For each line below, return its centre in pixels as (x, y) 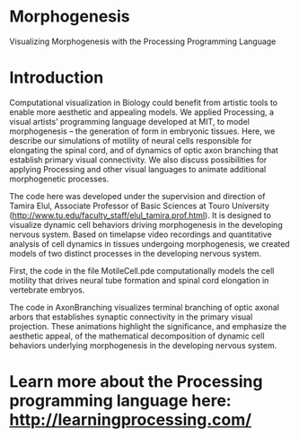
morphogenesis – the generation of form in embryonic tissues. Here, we (142, 131)
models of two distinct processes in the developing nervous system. (136, 253)
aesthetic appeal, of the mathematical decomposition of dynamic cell (137, 336)
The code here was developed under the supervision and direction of (137, 196)
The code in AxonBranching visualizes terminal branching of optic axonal (145, 307)
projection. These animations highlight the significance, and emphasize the (148, 326)
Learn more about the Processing (136, 382)
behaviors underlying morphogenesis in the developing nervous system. (143, 345)
